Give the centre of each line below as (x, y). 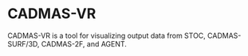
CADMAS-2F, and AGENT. (84, 43)
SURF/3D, (24, 43)
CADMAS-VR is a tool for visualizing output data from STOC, (107, 35)
